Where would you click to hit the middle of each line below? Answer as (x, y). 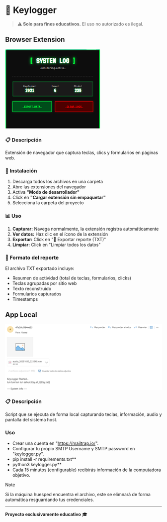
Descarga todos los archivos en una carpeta (58, 182)
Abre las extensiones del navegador (49, 187)
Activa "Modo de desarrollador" (46, 192)
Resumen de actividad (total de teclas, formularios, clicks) (72, 278)
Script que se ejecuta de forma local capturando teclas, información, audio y (83, 414)
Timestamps (25, 299)
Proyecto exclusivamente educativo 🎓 (46, 515)
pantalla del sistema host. (31, 419)
